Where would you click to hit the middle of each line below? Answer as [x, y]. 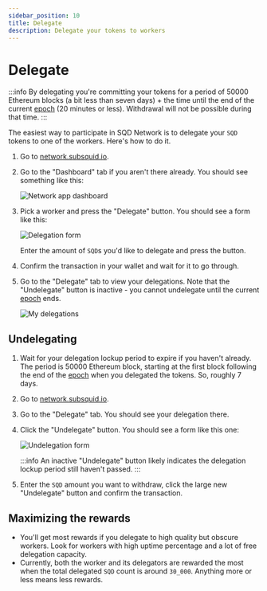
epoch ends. [40, 299]
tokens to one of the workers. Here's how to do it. [90, 141]
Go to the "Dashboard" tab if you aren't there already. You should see [134, 172]
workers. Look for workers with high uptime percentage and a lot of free [138, 546]
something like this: [51, 181]
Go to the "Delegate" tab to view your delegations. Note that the [125, 282]
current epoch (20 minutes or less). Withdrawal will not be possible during [130, 109]
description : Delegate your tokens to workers [87, 30]
